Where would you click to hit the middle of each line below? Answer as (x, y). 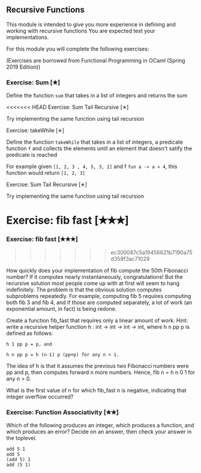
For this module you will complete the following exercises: (78, 49)
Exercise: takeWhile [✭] (35, 130)
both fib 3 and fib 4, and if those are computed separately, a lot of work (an (99, 302)
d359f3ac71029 (130, 258)
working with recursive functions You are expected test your (81, 31)
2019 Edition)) (23, 67)
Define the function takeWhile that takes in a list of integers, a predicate (94, 142)
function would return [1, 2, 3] (46, 173)
